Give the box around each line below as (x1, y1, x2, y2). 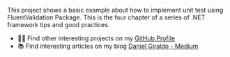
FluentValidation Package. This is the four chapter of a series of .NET (7, 13, 206, 22)
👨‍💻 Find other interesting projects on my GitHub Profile (17, 34, 176, 42)
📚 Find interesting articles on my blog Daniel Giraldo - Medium (17, 42, 199, 50)
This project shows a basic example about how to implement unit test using (7, 6, 224, 14)
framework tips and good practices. (7, 21, 110, 28)
